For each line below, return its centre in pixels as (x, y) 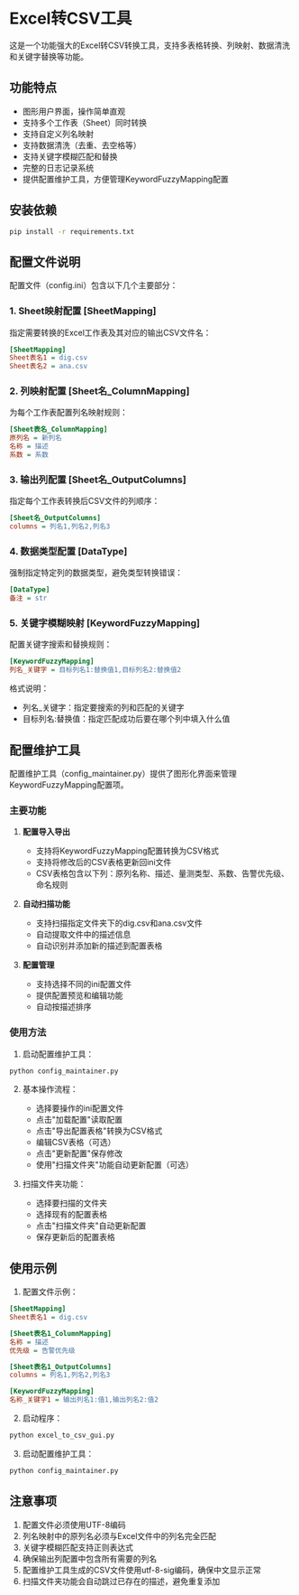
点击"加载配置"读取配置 (79, 1120)
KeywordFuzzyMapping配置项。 (69, 784)
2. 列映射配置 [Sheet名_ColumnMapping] (100, 391)
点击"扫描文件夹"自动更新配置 (91, 1226)
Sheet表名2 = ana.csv (49, 367)
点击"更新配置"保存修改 (79, 1153)
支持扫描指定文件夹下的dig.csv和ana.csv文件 (119, 923)
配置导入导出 (46, 832)
